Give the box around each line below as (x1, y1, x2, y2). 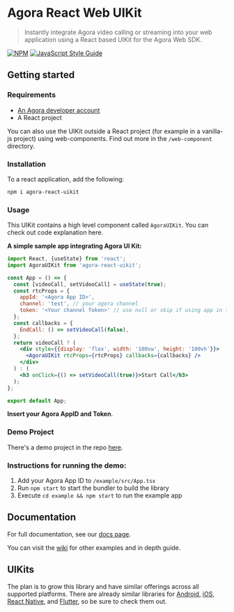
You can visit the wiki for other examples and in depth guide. (7, 543, 181, 552)
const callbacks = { (13, 320, 73, 327)
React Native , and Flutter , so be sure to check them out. (7, 597, 167, 605)
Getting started (7, 69, 75, 81)
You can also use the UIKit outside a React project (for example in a (7, 127, 201, 135)
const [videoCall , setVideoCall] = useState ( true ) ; (13, 281, 167, 288)
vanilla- (201, 127, 224, 135)
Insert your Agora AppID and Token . (7, 410, 114, 418)
